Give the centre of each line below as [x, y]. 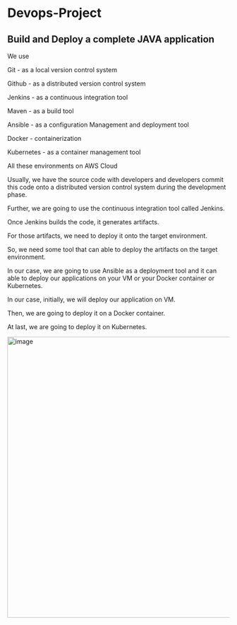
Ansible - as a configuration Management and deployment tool [98, 125]
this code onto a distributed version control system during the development [117, 187]
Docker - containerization [44, 138]
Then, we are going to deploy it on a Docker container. [86, 313]
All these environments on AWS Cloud [62, 166]
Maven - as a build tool [41, 111]
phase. [17, 195]
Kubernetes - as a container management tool [74, 152]
